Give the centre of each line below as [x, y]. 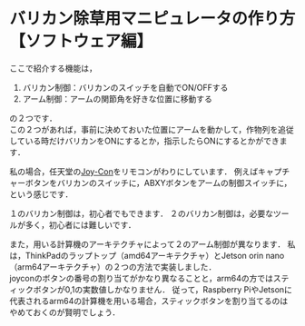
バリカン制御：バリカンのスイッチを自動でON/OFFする [125, 87]
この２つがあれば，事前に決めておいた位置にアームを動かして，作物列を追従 [152, 129]
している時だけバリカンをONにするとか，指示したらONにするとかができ [144, 141]
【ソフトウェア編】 [81, 41]
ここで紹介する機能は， [53, 68]
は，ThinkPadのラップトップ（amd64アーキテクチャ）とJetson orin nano [147, 255]
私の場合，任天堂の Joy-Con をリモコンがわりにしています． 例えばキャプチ [150, 171]
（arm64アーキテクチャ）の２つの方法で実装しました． [113, 267]
